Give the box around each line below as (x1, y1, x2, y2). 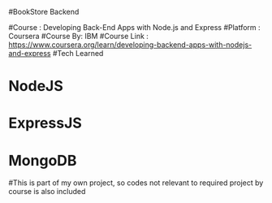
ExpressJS (8, 114, 83, 132)
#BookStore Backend (8, 7, 80, 16)
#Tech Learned (52, 49, 104, 58)
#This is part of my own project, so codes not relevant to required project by (8, 178, 264, 188)
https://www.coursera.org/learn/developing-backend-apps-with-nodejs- (8, 40, 253, 50)
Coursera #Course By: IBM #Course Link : (8, 32, 149, 41)
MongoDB (8, 151, 77, 170)
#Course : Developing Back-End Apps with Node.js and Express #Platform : (8, 23, 261, 32)
